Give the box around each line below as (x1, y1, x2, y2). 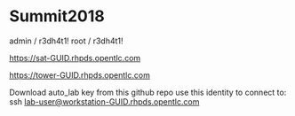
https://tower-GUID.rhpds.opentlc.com (9, 69, 151, 81)
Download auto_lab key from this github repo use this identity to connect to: (9, 87, 287, 97)
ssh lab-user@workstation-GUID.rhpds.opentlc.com (9, 96, 200, 107)
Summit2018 (9, 6, 105, 27)
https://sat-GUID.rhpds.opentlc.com (9, 52, 141, 63)
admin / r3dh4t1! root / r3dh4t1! (9, 35, 124, 46)
